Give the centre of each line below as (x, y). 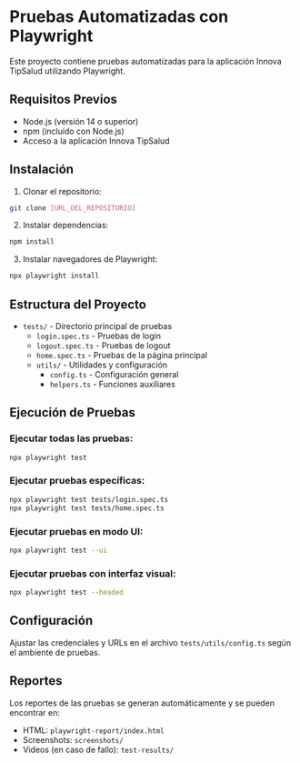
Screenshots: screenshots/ (73, 739)
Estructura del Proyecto (78, 304)
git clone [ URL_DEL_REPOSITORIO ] (73, 208)
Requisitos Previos (64, 100)
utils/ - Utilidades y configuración (102, 365)
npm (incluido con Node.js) (73, 131)
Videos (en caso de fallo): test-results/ (98, 749)
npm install (32, 242)
